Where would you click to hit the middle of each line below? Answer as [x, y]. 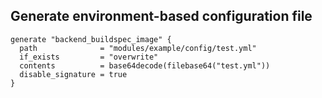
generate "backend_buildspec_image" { [91, 39]
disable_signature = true [73, 74]
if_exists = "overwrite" [89, 57]
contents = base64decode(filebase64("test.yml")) [145, 65]
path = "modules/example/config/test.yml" [138, 48]
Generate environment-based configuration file [161, 16]
